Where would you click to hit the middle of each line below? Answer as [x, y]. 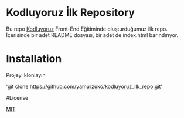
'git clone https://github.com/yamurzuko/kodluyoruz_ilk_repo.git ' [84, 86]
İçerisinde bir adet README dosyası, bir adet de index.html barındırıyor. [92, 35]
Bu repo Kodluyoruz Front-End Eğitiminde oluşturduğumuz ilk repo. [87, 29]
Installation [34, 59]
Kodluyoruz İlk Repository [70, 13]
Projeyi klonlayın [26, 75]
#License [17, 97]
